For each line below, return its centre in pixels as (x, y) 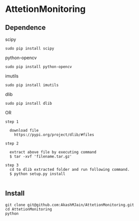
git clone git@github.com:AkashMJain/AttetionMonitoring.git (70, 205)
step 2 (12, 144)
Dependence (26, 28)
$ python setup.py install (37, 174)
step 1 (12, 122)
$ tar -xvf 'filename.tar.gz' (41, 156)
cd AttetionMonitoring (29, 209)
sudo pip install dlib (29, 103)
